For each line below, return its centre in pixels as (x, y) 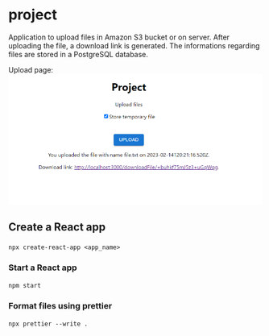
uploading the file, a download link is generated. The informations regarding (134, 45)
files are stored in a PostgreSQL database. (79, 54)
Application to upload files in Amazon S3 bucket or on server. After (119, 37)
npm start (25, 286)
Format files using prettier (60, 305)
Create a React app (57, 227)
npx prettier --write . (48, 324)
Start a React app (43, 268)
